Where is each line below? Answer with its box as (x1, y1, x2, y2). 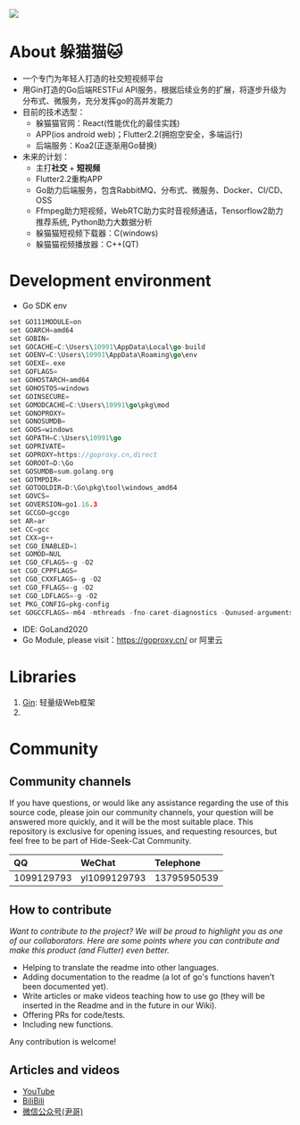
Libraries (9, 666, 77, 687)
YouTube (21, 1086, 55, 1096)
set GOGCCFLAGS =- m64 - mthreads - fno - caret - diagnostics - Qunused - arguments (9, 608, 294, 617)
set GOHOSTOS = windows (9, 384, 90, 393)
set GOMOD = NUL (9, 550, 62, 559)
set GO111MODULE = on (9, 317, 82, 326)
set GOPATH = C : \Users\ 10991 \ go (9, 434, 122, 443)
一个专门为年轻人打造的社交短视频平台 (21, 72, 163, 84)
